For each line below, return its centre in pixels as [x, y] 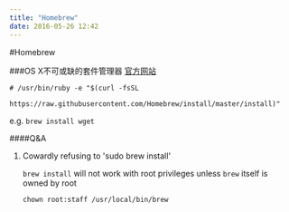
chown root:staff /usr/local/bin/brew [95, 199]
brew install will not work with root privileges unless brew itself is [145, 173]
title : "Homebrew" [44, 18]
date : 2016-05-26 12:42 [54, 26]
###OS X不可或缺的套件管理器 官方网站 [83, 71]
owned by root [49, 183]
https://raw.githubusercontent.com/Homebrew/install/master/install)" [145, 104]
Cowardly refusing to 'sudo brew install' [97, 156]
